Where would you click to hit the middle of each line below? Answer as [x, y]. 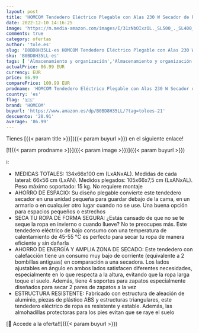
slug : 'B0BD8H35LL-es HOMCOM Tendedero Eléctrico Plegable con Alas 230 [98, 50]
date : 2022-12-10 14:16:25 [39, 23]
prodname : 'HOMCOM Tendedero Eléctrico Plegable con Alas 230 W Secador [98, 89]
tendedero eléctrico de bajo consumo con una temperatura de [91, 230]
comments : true [25, 34]
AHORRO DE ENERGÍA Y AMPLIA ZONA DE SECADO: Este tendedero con [104, 249]
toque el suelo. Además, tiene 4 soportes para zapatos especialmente [100, 281]
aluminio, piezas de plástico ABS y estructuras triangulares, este [93, 300]
